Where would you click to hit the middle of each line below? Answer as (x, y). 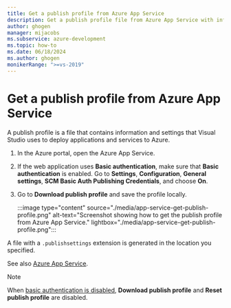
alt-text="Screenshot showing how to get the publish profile (137, 214)
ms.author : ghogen (33, 58)
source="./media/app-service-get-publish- (148, 208)
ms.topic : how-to (32, 45)
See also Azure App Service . (47, 263)
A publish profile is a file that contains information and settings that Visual (111, 132)
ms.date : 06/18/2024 (37, 52)
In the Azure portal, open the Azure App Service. (86, 153)
